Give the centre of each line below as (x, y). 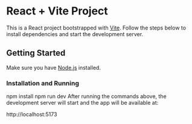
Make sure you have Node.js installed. (54, 67)
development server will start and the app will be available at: (82, 103)
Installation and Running (43, 83)
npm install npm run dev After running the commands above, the (87, 96)
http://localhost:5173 (32, 114)
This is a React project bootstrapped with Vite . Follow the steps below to (96, 28)
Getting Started (36, 53)
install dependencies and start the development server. (75, 34)
